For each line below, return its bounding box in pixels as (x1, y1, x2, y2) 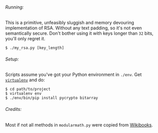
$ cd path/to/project (5, 87, 51, 92)
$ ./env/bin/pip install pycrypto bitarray (5, 96, 98, 101)
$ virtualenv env (5, 91, 42, 96)
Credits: (5, 106, 22, 112)
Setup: (5, 56, 19, 62)
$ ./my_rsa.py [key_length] (5, 45, 65, 50)
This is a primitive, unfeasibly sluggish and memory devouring (5, 20, 135, 26)
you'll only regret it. (5, 36, 45, 42)
